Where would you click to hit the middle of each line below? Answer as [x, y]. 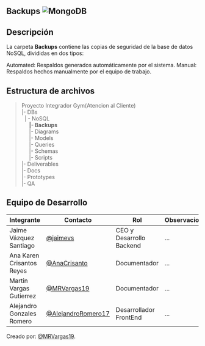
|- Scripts [41, 158]
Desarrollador [135, 309]
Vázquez [22, 238]
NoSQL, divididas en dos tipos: [45, 53]
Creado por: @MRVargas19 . [41, 336]
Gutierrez [23, 296]
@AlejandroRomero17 [78, 314]
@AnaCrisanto [67, 263]
